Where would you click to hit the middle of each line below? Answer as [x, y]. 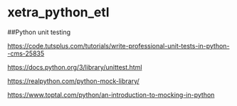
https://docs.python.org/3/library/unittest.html [75, 67]
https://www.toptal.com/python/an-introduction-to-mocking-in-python [111, 95]
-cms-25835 [26, 53]
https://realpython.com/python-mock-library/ [74, 81]
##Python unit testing [39, 32]
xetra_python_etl [58, 12]
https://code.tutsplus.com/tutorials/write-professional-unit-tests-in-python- [118, 46]
